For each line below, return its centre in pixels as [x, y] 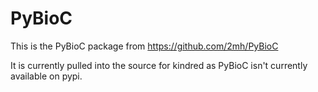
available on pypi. [46, 76]
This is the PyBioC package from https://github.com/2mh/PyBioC [144, 46]
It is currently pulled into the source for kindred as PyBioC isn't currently [159, 65]
